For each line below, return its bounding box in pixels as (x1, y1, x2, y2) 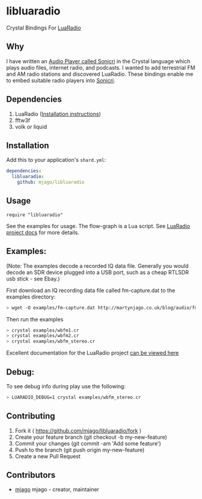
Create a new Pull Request (14, 453, 81, 460)
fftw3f (14, 116, 31, 124)
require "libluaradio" (6, 212, 63, 218)
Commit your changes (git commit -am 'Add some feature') (14, 439, 161, 447)
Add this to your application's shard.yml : (6, 157, 106, 164)
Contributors (6, 470, 56, 480)
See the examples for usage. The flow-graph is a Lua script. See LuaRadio (6, 222, 191, 229)
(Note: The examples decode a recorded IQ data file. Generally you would (6, 262, 189, 269)
